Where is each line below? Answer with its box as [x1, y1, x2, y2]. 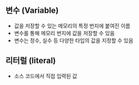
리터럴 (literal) [5, 56, 57, 66]
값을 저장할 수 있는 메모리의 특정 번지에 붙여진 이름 [14, 22, 131, 29]
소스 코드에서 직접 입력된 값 [14, 72, 78, 79]
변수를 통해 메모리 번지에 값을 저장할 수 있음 [14, 29, 115, 36]
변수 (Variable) [5, 5, 59, 16]
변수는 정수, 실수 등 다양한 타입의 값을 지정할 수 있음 [14, 37, 134, 44]
